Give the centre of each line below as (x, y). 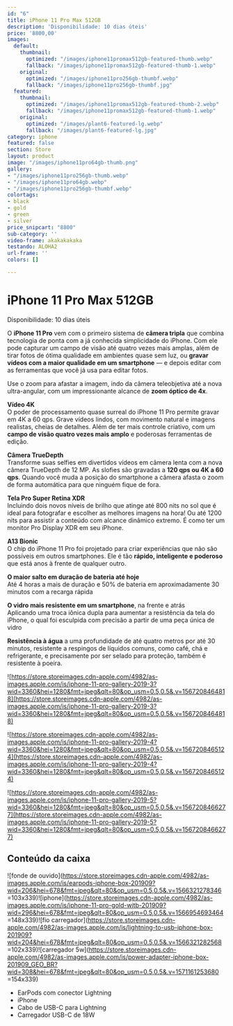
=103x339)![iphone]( (37, 897)
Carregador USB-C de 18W (56, 1015)
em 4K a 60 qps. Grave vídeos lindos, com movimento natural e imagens (111, 419)
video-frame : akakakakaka (45, 240)
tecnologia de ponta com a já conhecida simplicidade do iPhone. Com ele (112, 340)
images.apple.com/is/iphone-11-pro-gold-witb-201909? (87, 905)
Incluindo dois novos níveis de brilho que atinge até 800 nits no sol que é (112, 505)
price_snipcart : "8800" (42, 227)
